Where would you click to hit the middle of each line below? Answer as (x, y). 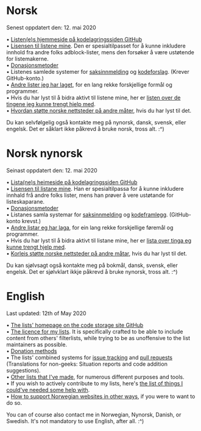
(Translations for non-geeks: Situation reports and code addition (87, 364)
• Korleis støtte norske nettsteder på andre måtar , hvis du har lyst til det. (97, 253)
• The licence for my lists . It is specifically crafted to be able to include (95, 331)
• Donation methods (32, 351)
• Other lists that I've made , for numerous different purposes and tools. (95, 377)
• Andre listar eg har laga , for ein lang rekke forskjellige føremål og (90, 227)
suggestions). (23, 370)
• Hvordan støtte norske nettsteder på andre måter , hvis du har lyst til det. (99, 110)
